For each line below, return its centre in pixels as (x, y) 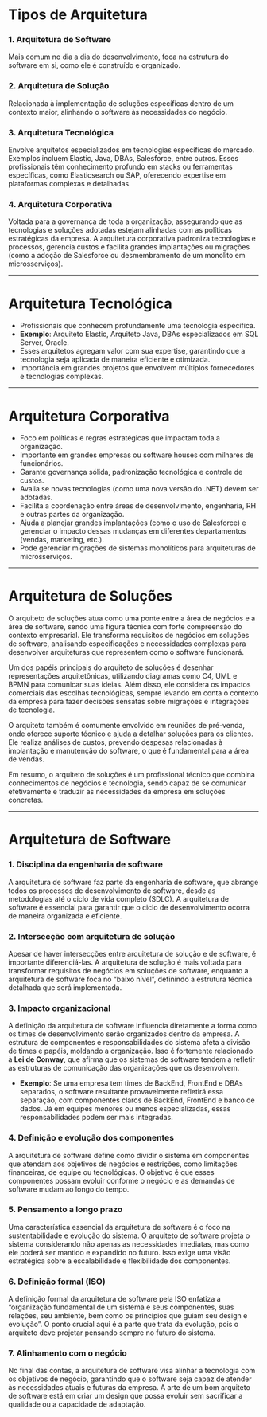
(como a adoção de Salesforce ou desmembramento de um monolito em (127, 256)
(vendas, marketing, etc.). (62, 540)
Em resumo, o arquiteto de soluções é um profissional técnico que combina (132, 775)
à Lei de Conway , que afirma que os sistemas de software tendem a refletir (132, 1059)
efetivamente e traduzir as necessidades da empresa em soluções (117, 792)
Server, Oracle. (44, 343)
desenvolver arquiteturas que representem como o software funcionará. (126, 652)
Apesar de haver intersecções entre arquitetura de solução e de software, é (132, 953)
